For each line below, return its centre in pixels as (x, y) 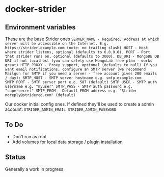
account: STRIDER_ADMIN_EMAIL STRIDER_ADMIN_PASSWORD (61, 109)
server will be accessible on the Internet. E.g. (57, 44)
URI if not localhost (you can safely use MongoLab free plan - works (79, 61)
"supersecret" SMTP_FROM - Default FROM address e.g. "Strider (71, 91)
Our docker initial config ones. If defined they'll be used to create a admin (80, 104)
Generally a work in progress (34, 169)
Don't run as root (29, 136)
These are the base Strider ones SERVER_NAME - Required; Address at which (82, 39)
